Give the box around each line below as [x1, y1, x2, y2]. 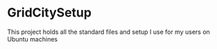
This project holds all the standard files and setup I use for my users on [7, 28, 210, 36]
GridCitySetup [7, 5, 92, 21]
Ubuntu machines [7, 35, 58, 43]
